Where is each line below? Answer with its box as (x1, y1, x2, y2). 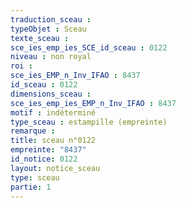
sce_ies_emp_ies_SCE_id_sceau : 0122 (10, 42, 168, 53)
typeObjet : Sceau (10, 24, 87, 34)
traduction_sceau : (10, 14, 92, 25)
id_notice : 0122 (10, 154, 78, 164)
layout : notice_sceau (10, 163, 101, 173)
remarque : (10, 126, 56, 136)
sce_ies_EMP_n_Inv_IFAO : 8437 (10, 71, 141, 81)
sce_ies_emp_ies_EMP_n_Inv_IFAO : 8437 (10, 98, 177, 108)
